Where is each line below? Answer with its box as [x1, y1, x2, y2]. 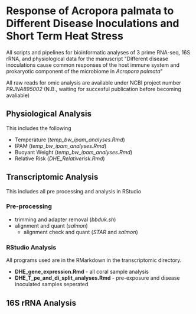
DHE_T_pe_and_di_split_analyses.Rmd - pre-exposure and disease [14, 274, 180, 281]
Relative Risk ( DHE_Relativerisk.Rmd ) [14, 155, 105, 162]
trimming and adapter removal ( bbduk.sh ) [14, 216, 116, 223]
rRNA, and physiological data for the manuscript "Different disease [6, 55, 168, 62]
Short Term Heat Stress [6, 30, 124, 43]
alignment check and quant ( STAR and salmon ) [23, 228, 139, 235]
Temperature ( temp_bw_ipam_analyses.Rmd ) [14, 136, 125, 143]
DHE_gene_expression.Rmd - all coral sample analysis [14, 268, 149, 276]
